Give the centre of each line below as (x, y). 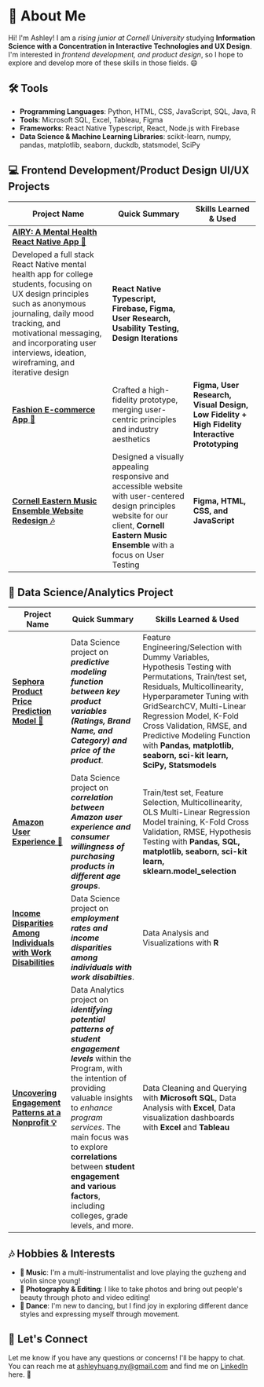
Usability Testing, (145, 328)
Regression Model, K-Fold (191, 716)
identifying (92, 1010)
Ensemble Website (48, 511)
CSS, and (211, 511)
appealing (130, 467)
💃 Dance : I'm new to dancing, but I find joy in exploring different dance (134, 1306)
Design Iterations (145, 338)
